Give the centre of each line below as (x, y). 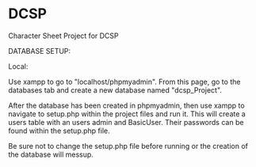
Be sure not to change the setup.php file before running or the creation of (128, 146)
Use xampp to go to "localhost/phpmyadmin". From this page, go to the (124, 82)
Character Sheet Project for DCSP (63, 36)
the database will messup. (51, 154)
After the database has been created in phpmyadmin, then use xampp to (126, 105)
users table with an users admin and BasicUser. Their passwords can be (126, 122)
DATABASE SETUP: (40, 51)
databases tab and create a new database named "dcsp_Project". (115, 90)
